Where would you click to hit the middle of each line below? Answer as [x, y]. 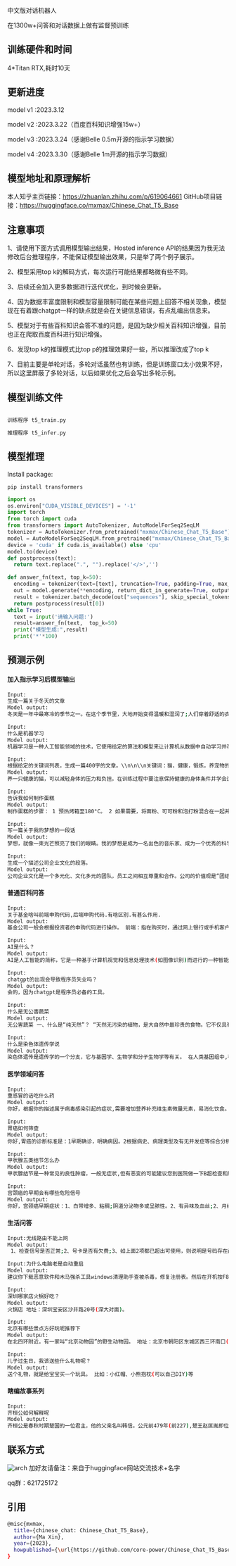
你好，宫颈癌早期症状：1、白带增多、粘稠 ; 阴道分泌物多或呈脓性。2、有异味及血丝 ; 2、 [114, 1206]
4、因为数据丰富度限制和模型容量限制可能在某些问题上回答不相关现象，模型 [117, 302]
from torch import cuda [42, 519]
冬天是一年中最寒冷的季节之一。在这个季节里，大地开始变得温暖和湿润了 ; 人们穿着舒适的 [116, 714]
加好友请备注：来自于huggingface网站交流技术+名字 [105, 1467]
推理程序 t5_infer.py [37, 433]
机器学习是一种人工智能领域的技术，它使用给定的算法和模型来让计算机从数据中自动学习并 [117, 746]
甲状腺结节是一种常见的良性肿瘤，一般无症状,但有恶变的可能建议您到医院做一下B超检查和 [118, 1174]
